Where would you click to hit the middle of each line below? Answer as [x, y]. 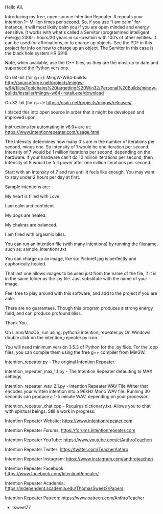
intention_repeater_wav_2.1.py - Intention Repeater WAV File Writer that [77, 386]
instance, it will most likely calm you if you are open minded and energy [77, 27]
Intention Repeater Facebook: [35, 468]
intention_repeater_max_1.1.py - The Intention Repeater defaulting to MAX [79, 371]
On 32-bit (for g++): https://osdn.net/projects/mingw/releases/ [69, 102]
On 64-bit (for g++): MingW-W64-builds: [46, 77]
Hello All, [14, 7]
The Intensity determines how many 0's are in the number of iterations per [80, 142]
